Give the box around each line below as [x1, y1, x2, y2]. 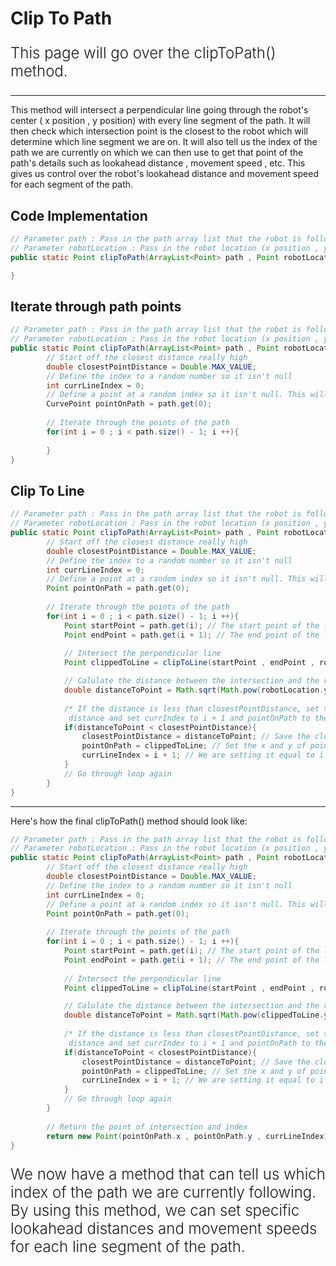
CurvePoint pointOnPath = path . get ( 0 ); [46, 399, 213, 409]
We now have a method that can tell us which [10, 1165, 326, 1184]
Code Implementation [10, 207, 148, 224]
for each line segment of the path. [10, 1237, 246, 1257]
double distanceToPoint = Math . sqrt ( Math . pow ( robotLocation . [63, 685, 325, 695]
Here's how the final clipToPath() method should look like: [10, 815, 248, 827]
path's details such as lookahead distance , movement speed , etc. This [10, 157, 306, 169]
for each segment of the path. [10, 178, 134, 191]
